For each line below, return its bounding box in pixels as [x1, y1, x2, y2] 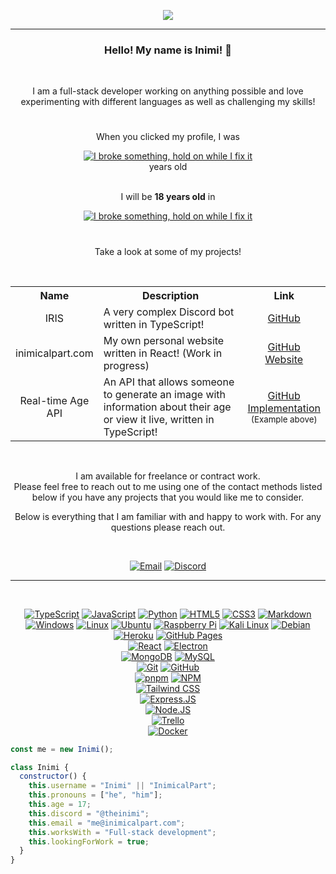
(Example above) [250, 413, 318, 425]
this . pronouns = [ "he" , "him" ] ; [28, 790, 163, 800]
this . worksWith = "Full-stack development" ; [28, 827, 217, 837]
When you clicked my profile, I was [96, 131, 240, 143]
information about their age [103, 400, 232, 414]
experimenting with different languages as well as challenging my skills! [20, 96, 316, 108]
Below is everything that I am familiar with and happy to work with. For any [14, 510, 322, 522]
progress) [103, 358, 150, 372]
